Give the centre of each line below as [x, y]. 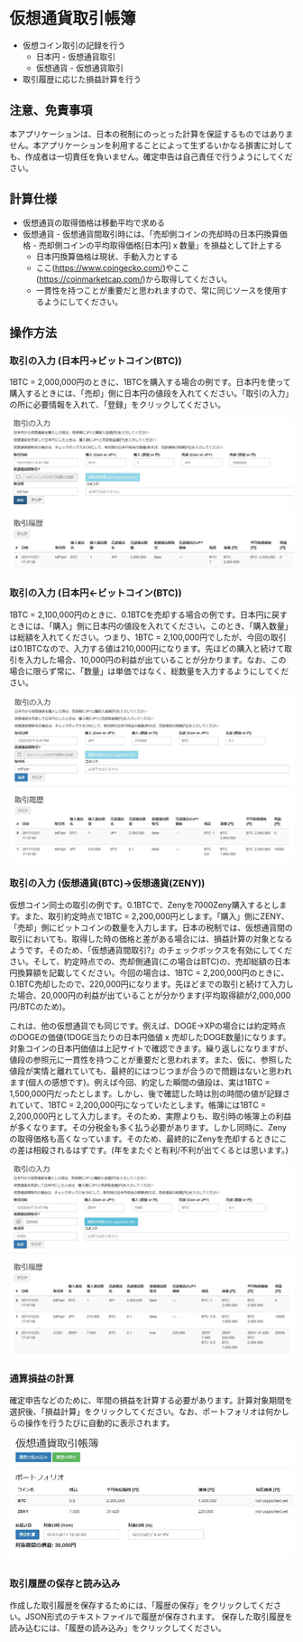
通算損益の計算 [42, 1379]
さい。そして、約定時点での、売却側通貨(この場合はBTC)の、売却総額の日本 [150, 961]
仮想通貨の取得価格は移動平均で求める [93, 222]
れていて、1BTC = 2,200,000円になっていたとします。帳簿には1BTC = [138, 1104]
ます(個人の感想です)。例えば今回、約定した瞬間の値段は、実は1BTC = [140, 1082]
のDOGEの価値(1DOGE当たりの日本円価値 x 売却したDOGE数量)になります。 [150, 1037]
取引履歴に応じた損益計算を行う [82, 79]
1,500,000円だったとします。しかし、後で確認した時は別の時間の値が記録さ [150, 1093]
